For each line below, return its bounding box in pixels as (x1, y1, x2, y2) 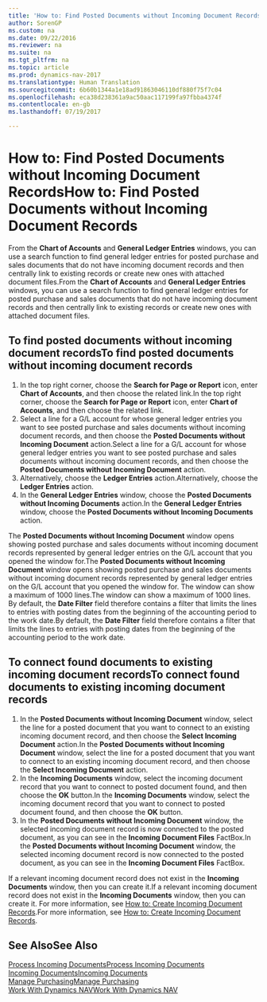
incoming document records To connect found (8, 668, 240, 682)
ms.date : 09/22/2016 (8, 33, 77, 42)
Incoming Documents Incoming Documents (8, 969, 149, 978)
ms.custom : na (8, 26, 56, 34)
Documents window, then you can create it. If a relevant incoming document (8, 882, 257, 891)
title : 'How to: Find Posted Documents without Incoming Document (8, 11, 233, 20)
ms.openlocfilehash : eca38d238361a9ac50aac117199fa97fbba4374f (8, 93, 222, 101)
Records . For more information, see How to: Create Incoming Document (8, 907, 241, 917)
